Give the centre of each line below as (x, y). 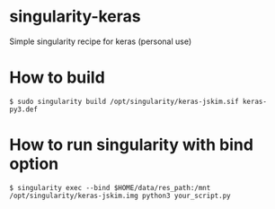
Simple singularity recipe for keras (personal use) (101, 41)
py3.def (24, 109)
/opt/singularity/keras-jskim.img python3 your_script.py (120, 196)
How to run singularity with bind (132, 145)
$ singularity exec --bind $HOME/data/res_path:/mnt (110, 187)
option (34, 164)
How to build (57, 78)
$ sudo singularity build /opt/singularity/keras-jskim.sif (124, 101)
